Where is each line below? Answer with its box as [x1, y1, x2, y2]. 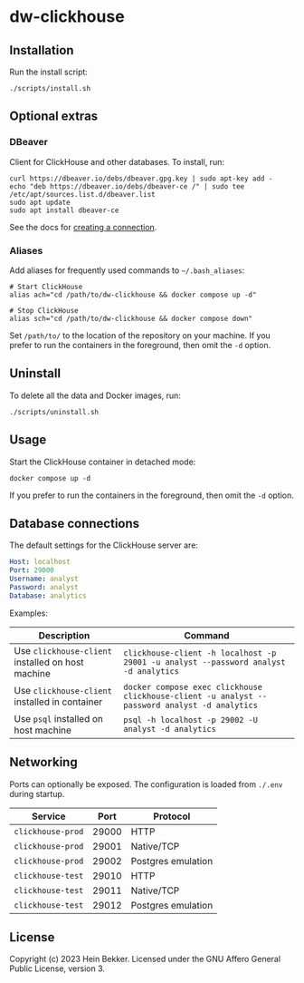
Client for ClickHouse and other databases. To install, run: [9, 156, 224, 167]
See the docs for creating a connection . [9, 221, 157, 232]
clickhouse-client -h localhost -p [123, 647, 277, 658]
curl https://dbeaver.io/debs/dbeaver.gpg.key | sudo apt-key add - [9, 174, 273, 183]
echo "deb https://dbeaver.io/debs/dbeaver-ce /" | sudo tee [9, 181, 245, 191]
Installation [9, 43, 74, 58]
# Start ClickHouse [9, 282, 83, 291]
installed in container [14, 696, 103, 708]
